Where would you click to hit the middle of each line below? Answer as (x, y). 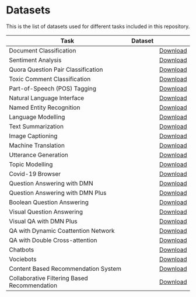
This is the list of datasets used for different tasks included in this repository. (98, 26)
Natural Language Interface (47, 98)
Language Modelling (37, 117)
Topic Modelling (31, 164)
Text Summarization (36, 126)
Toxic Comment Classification (50, 79)
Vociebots (23, 259)
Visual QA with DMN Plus (43, 221)
